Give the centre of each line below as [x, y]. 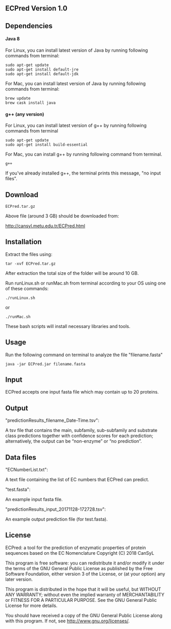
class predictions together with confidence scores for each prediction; [79, 436]
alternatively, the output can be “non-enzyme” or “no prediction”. [74, 441]
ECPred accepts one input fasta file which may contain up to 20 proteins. [82, 392]
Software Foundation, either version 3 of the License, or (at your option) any [85, 574]
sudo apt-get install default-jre [42, 69]
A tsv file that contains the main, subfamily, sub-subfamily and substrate [81, 430]
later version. [19, 579]
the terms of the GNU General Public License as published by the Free [79, 568]
